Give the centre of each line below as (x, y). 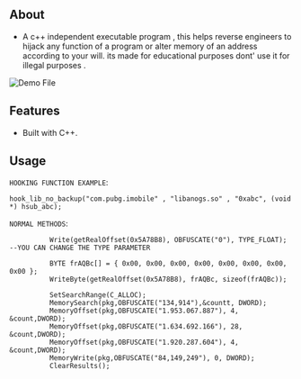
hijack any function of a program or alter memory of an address (140, 46)
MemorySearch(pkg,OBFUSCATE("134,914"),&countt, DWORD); (158, 303)
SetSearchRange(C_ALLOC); (97, 295)
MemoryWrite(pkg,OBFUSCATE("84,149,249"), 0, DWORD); (152, 358)
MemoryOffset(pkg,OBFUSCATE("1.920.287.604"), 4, (144, 343)
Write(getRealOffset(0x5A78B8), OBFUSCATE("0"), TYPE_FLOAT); (168, 240)
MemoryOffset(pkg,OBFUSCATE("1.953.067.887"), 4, (144, 311)
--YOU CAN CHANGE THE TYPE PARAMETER (80, 248)
